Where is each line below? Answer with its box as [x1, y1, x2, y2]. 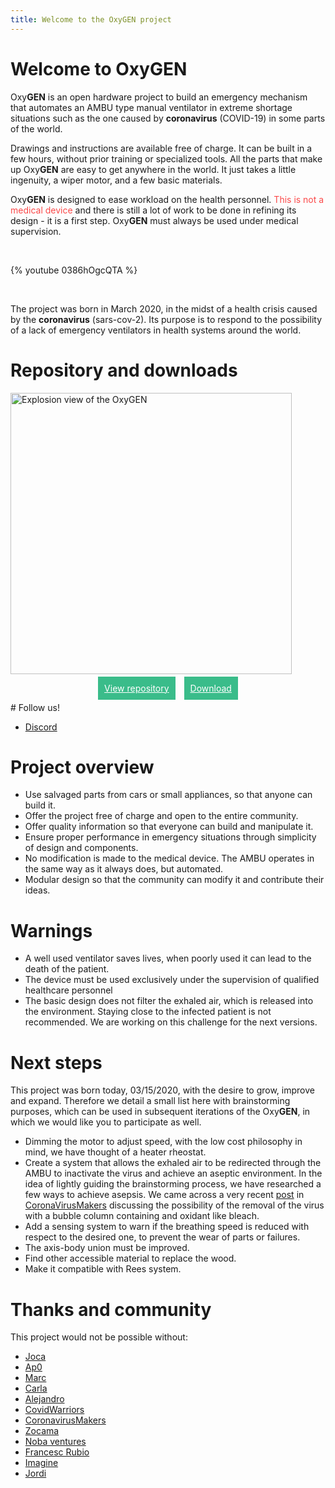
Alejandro [24, 1393, 65, 1405]
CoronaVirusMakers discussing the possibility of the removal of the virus [24, 1199, 325, 1211]
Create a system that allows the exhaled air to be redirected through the [24, 1157, 322, 1169]
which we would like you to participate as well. [10, 1116, 202, 1128]
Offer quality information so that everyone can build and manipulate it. [24, 821, 314, 833]
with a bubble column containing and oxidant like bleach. [24, 1210, 260, 1222]
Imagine [24, 1457, 59, 1469]
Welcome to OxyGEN [10, 57, 188, 80]
